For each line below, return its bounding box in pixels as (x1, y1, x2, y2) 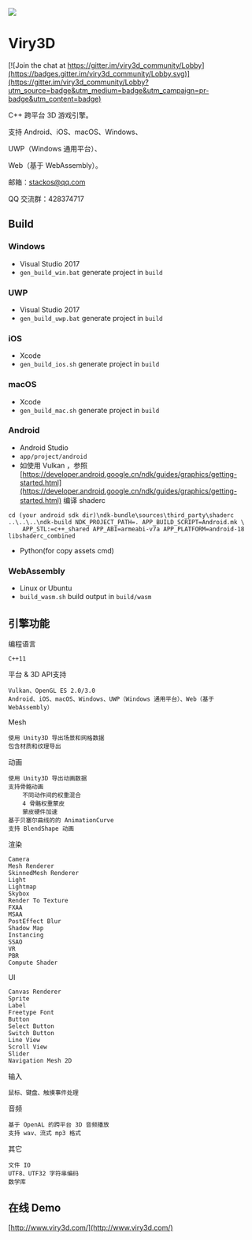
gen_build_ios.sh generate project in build (19, 359, 160, 369)
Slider (8, 1049, 30, 1058)
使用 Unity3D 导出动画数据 (8, 774, 87, 782)
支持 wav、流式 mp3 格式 (8, 1129, 81, 1137)
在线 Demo (8, 1201, 61, 1215)
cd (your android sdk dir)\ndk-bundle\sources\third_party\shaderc (8, 511, 235, 519)
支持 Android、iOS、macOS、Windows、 (8, 127, 143, 136)
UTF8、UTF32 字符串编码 (8, 1169, 79, 1178)
